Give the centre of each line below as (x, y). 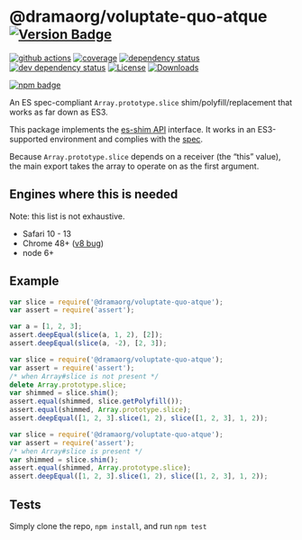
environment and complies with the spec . (126, 139)
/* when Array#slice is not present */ (84, 376)
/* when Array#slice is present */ (76, 451)
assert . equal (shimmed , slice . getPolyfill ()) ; (96, 402)
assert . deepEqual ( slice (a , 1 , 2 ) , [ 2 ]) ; (87, 335)
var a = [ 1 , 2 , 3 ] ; (46, 326)
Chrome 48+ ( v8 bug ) (63, 243)
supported (28, 139)
